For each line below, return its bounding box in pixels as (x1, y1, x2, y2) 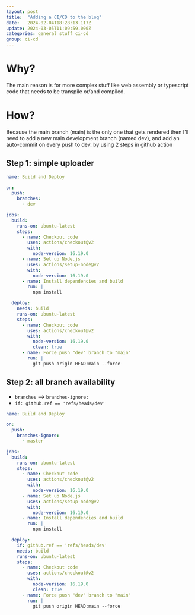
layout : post (6, 8, 39, 15)
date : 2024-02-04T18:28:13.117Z (6, 20, 92, 26)
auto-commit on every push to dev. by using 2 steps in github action (6, 141, 173, 148)
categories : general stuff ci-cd (6, 31, 89, 37)
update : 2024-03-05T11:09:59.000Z (6, 25, 92, 31)
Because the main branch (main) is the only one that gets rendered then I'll (6, 128, 188, 135)
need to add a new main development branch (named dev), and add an (6, 134, 180, 141)
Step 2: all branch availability (6, 377, 116, 387)
